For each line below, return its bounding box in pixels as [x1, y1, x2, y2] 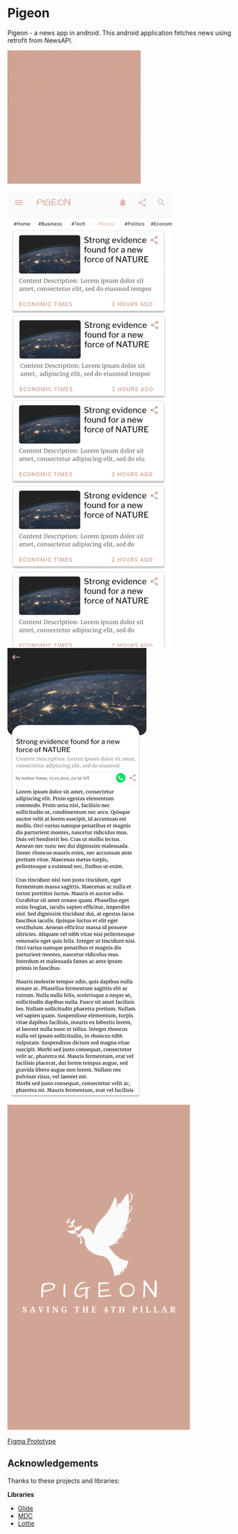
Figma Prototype [7, 1437, 56, 1445]
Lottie [17, 1519, 35, 1528]
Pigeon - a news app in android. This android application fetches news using [7, 28, 232, 37]
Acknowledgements [7, 1457, 99, 1470]
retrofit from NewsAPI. [7, 36, 73, 44]
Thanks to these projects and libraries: [7, 1476, 120, 1485]
